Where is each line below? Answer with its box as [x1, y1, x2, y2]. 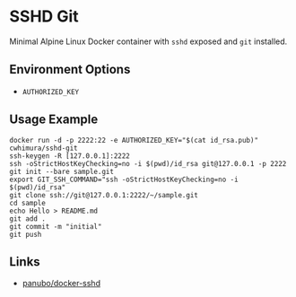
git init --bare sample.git [9, 167, 115, 176]
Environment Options [9, 62, 131, 77]
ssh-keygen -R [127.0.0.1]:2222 [9, 151, 130, 161]
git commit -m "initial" [9, 222, 102, 231]
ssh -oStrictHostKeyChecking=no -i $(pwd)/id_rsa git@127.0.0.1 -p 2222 [9, 159, 287, 168]
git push [9, 230, 42, 239]
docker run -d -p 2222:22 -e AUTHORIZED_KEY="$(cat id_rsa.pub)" [9, 135, 258, 144]
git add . [9, 214, 47, 223]
